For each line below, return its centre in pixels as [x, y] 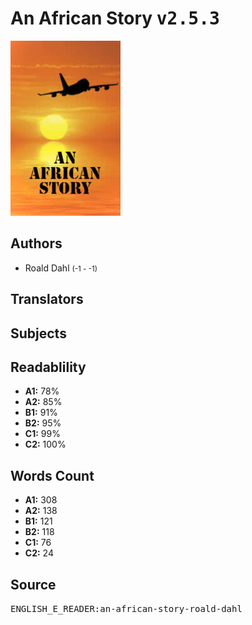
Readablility [48, 367]
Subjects [38, 333]
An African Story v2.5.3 [115, 18]
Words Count [52, 475]
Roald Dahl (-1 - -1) [61, 268]
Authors [36, 243]
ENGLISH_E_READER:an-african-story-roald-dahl [126, 608]
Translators [47, 299]
